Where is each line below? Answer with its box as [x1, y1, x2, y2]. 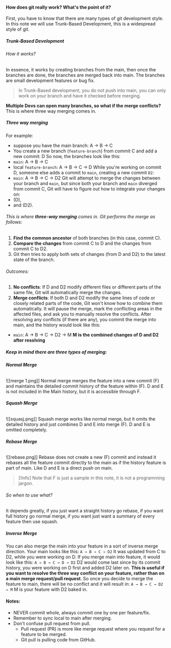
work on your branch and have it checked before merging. [18, 92, 141, 99]
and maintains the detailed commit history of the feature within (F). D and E [6, 383, 164, 389]
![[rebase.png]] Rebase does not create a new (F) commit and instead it [6, 454, 156, 460]
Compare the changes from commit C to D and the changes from [13, 240, 152, 246]
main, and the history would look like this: [13, 322, 101, 328]
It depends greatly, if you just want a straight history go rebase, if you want [6, 508, 164, 514]
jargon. [18, 480, 34, 486]
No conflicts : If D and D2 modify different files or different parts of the [13, 284, 161, 290]
